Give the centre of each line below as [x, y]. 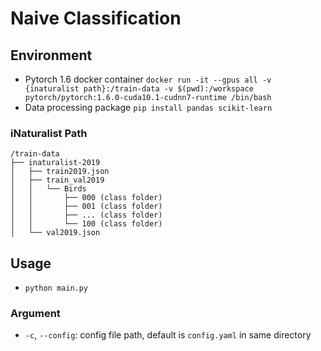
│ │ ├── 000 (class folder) [86, 198]
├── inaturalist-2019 [55, 163]
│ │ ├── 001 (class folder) [86, 207]
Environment [51, 55]
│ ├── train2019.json [60, 172]
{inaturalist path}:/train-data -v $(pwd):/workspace [139, 89]
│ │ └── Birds [48, 189]
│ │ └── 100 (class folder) [86, 224]
